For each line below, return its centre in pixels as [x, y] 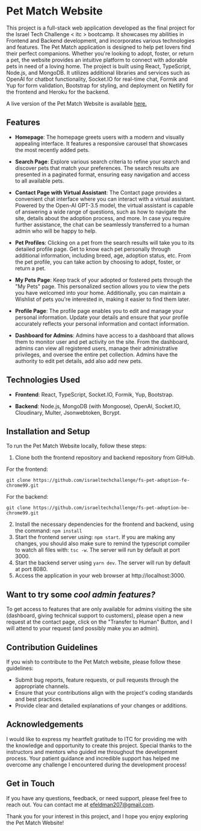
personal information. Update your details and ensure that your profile [101, 317]
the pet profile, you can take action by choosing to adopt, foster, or [98, 262]
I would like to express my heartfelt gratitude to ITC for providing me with [97, 739]
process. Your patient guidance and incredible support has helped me [93, 758]
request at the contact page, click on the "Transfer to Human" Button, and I [99, 622]
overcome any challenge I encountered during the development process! [96, 765]
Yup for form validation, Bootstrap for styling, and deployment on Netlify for [100, 85]
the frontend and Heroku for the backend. [58, 92]
